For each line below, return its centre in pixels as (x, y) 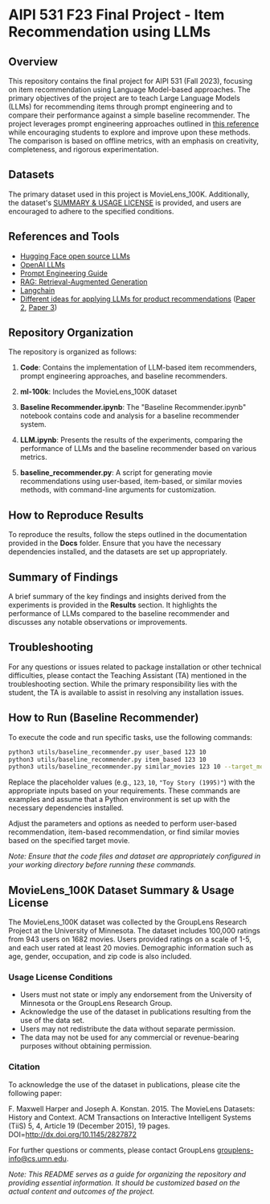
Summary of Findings (63, 577)
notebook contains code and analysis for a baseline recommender (129, 416)
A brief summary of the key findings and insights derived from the (117, 597)
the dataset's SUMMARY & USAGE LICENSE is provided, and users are (125, 202)
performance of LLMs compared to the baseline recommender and (119, 614)
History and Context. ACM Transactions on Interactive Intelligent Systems (130, 1117)
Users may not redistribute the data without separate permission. (127, 1029)
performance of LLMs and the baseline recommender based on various (138, 449)
